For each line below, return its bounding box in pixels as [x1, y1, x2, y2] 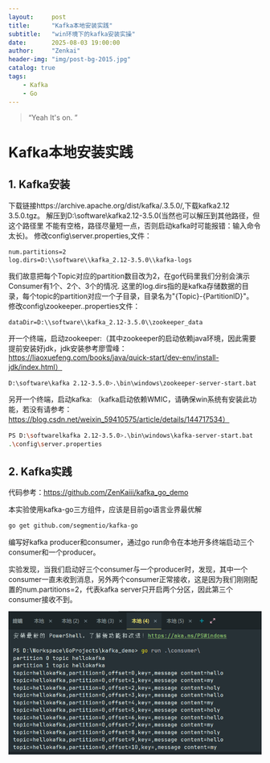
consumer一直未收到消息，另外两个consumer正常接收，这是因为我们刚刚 [8, 574, 252, 584]
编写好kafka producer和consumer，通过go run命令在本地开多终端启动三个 [8, 537, 255, 546]
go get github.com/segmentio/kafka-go [8, 522, 138, 530]
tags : [8, 72, 27, 80]
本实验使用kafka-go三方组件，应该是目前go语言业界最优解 [8, 504, 202, 514]
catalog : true [8, 64, 56, 72]
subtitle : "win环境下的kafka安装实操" [8, 30, 136, 38]
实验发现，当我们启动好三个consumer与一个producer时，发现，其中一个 [8, 564, 248, 574]
